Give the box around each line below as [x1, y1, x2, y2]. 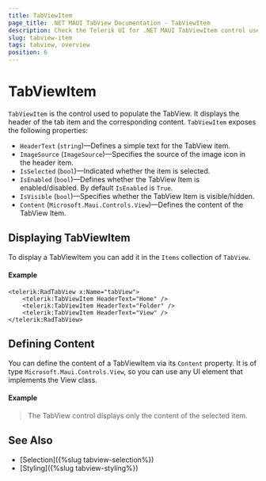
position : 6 [8, 48, 47, 56]
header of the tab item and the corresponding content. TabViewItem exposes [8, 116, 256, 127]
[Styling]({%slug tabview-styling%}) [19, 463, 139, 472]
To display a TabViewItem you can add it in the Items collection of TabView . [8, 252, 251, 261]
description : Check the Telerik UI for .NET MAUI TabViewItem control [8, 26, 246, 34]
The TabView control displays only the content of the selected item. [27, 410, 248, 420]
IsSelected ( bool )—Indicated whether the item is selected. [19, 166, 211, 175]
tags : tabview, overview [8, 41, 90, 49]
